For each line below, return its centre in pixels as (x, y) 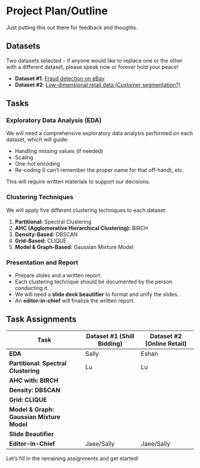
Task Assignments (41, 319)
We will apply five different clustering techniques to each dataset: (87, 210)
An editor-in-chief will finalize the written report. (75, 301)
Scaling (24, 157)
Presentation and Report (42, 262)
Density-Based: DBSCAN (46, 234)
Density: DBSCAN (35, 390)
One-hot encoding (37, 164)
